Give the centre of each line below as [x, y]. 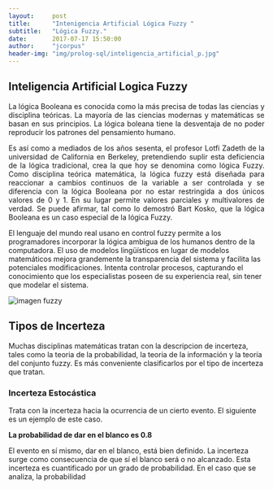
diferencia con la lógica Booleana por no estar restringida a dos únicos [136, 191]
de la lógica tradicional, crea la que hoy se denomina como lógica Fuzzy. [136, 165]
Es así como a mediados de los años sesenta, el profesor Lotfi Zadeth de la [136, 148]
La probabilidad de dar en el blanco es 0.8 [80, 434]
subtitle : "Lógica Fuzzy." [58, 31]
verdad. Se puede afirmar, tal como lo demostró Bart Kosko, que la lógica [136, 208]
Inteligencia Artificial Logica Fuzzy [98, 87]
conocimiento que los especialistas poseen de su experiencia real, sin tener [135, 276]
